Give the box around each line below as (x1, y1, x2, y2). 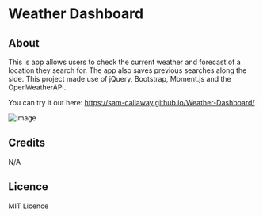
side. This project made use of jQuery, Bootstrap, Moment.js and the (8, 74, 231, 83)
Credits (8, 136, 46, 150)
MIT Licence (8, 201, 49, 211)
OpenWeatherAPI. (8, 82, 67, 92)
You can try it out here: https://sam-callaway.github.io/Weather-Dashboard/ (8, 98, 255, 107)
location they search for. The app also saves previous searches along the (8, 66, 247, 75)
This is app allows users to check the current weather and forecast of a (8, 57, 242, 67)
